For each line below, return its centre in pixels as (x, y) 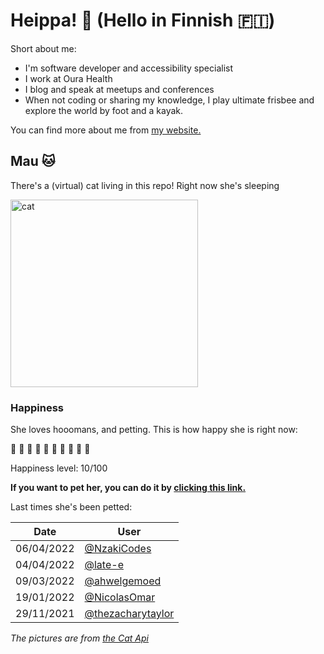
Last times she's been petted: (71, 507)
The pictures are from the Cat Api (79, 638)
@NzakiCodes (118, 549)
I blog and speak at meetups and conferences (119, 89)
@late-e (104, 565)
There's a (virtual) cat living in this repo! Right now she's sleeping (145, 185)
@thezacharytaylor (129, 614)
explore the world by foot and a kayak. (104, 110)
